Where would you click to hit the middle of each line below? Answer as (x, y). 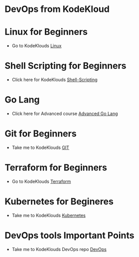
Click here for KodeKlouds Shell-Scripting (55, 80)
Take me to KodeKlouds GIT (40, 147)
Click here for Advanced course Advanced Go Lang (65, 114)
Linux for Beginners (46, 32)
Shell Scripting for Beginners (66, 66)
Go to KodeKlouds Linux (37, 46)
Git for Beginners (41, 134)
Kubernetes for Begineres (59, 201)
